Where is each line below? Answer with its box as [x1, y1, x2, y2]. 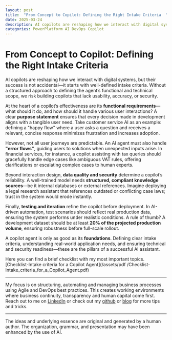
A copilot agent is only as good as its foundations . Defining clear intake [5, 235, 157, 242]
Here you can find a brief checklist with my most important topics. [5, 256, 145, 262]
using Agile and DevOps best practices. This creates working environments [5, 287, 164, 293]
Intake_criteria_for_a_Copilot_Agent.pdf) [5, 267, 90, 273]
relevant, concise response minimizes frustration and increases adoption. [5, 130, 160, 136]
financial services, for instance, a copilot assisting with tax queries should [5, 151, 161, 157]
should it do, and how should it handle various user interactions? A [17, 108, 157, 114]
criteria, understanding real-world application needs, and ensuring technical [5, 241, 166, 247]
